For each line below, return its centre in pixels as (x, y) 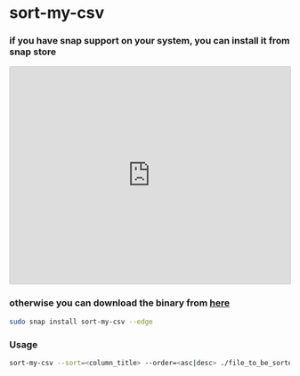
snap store (33, 52)
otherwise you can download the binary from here (119, 303)
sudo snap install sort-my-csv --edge (81, 322)
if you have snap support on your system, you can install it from (150, 41)
